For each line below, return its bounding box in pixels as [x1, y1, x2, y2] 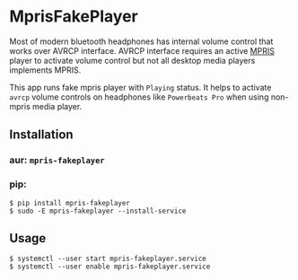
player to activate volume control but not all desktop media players [9, 55, 256, 66]
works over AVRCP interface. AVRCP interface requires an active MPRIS [9, 45, 276, 56]
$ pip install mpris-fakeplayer [9, 198, 130, 207]
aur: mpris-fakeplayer [9, 154, 105, 167]
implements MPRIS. [9, 65, 82, 75]
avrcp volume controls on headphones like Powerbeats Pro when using [9, 92, 269, 102]
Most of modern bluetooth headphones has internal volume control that [9, 36, 274, 47]
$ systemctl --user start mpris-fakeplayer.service [9, 254, 206, 264]
